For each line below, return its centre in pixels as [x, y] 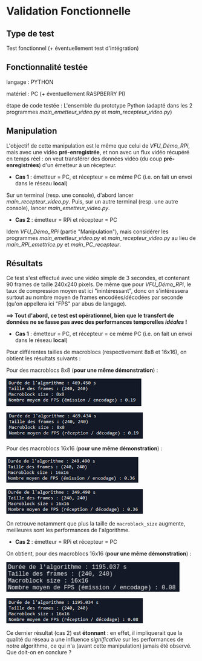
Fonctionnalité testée [47, 67]
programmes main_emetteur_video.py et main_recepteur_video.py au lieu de [101, 238]
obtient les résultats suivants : [44, 358]
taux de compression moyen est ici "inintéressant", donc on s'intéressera [97, 291]
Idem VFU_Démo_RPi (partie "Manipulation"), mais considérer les [87, 231]
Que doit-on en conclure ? [39, 652]
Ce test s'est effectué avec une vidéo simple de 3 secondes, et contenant [98, 278]
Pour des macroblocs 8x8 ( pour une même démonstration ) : [82, 370]
